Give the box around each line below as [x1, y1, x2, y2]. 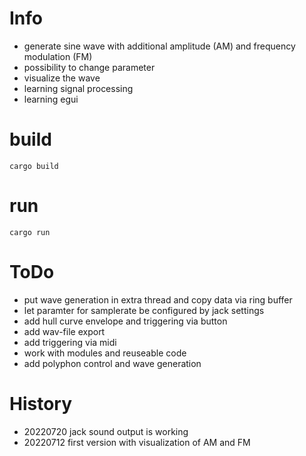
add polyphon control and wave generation [23, 357, 202, 369]
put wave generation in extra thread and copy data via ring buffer [23, 293, 293, 306]
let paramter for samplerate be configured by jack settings [23, 304, 265, 316]
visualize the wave [23, 72, 101, 84]
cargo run [9, 227, 51, 237]
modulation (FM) [23, 50, 93, 62]
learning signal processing [23, 82, 134, 94]
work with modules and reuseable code [23, 347, 187, 359]
